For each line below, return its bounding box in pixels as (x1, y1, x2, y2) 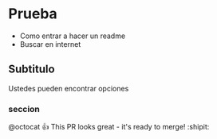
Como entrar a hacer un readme (19, 31, 126, 41)
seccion (8, 103, 40, 114)
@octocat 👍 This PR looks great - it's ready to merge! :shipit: (8, 122, 210, 132)
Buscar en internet (19, 39, 81, 48)
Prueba (8, 5, 57, 23)
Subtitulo (8, 63, 55, 76)
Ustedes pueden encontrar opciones (8, 83, 129, 93)
